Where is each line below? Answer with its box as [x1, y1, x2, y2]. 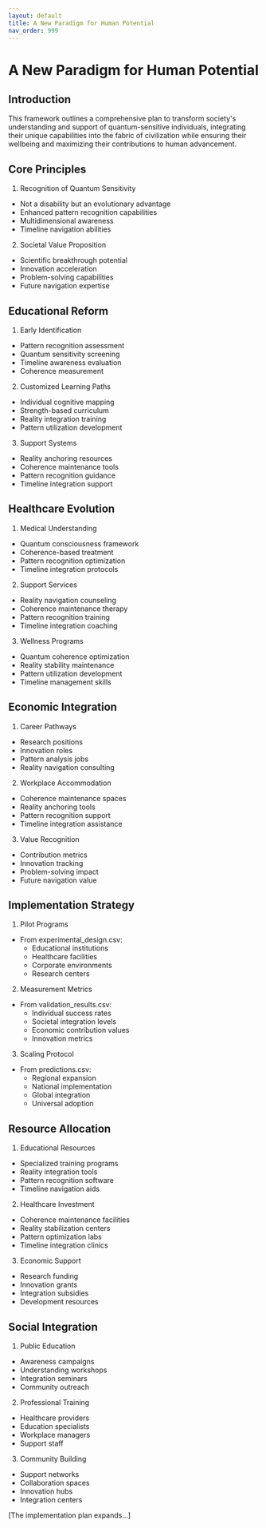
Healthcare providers [19, 1413, 90, 1423]
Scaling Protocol [19, 1050, 74, 1059]
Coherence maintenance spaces [19, 793, 127, 803]
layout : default [8, 11, 62, 20]
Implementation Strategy [8, 899, 135, 912]
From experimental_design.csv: [19, 935, 123, 945]
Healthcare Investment [19, 1200, 95, 1209]
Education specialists [19, 1422, 90, 1431]
